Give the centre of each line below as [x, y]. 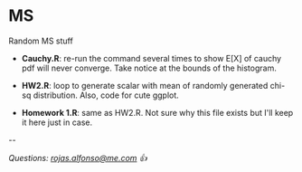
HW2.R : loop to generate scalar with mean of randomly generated [145, 85]
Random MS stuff [41, 41]
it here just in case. [57, 122]
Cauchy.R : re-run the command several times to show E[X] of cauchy [151, 58]
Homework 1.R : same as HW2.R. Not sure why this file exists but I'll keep [157, 112]
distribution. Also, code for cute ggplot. [106, 95]
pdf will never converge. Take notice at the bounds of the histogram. [149, 68]
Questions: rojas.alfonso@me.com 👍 [78, 158]
